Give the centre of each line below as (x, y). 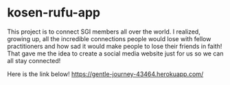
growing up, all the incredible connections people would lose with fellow (109, 38)
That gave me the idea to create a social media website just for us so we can (115, 53)
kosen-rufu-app (54, 13)
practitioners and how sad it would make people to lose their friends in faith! (115, 46)
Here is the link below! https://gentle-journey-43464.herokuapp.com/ (105, 74)
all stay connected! (34, 60)
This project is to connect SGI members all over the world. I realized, (104, 32)
